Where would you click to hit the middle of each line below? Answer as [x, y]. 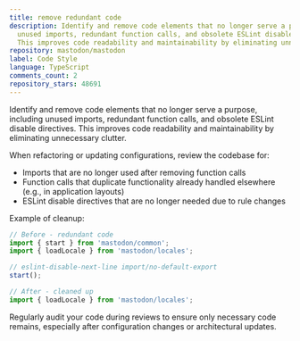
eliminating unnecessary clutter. [68, 137]
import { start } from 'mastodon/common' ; [89, 243]
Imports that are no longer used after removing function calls [134, 172]
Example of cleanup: [47, 218]
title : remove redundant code [66, 17]
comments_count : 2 [43, 76]
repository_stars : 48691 [55, 84]
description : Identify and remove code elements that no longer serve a [147, 26]
